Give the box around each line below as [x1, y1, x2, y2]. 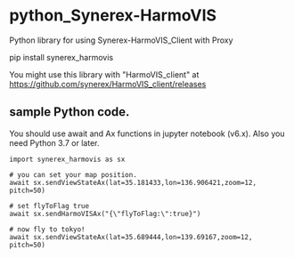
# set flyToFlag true [9, 201, 90, 210]
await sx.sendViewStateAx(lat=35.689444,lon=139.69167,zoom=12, [9, 232, 253, 241]
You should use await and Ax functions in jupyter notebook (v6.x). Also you [9, 128, 285, 139]
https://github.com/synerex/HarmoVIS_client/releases [9, 78, 207, 89]
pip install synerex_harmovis [9, 52, 114, 62]
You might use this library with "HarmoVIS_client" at [9, 69, 200, 80]
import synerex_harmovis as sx [9, 155, 126, 164]
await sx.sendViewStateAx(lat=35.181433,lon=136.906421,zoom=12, [9, 178, 257, 187]
